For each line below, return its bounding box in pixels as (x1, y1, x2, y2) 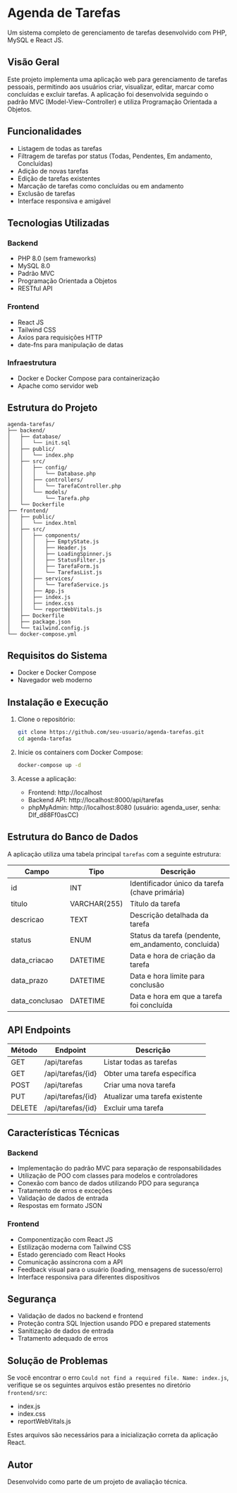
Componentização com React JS (17, 1235, 114, 1243)
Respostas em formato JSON (17, 1202, 102, 1210)
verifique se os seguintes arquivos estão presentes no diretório (7, 1381, 191, 1389)
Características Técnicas (7, 1127, 120, 1139)
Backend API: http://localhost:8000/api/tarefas (28, 795, 164, 804)
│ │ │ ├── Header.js (7, 544, 87, 551)
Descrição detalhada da (129, 910, 209, 920)
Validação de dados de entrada (17, 1194, 109, 1202)
